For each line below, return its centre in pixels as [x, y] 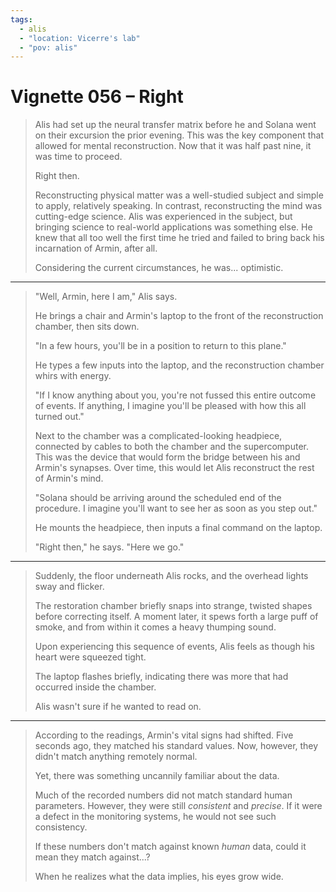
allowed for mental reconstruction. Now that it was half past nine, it [173, 146]
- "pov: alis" [48, 47]
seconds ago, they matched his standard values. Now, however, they [176, 746]
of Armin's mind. [69, 478]
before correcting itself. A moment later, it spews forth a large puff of [176, 617]
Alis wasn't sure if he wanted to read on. [118, 707]
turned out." [59, 417]
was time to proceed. [78, 157]
